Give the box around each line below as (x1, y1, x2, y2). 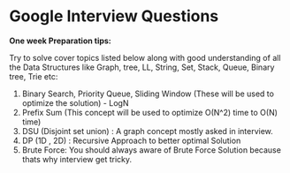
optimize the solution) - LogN (21, 97, 129, 108)
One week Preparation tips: (9, 35, 112, 46)
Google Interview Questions (9, 6, 219, 26)
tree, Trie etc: (9, 71, 58, 81)
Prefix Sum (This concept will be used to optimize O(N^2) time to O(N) (21, 107, 279, 117)
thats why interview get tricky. (21, 154, 133, 164)
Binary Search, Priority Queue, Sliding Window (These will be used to (21, 88, 274, 99)
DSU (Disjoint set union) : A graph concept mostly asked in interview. (21, 125, 274, 136)
